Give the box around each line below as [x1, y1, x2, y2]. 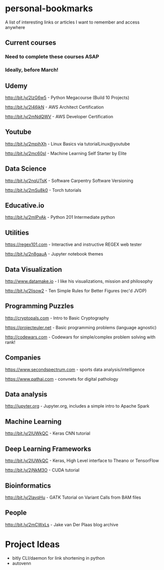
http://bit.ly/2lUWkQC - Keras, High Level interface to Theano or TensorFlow [5, 458, 159, 464]
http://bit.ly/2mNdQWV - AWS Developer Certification [5, 113, 114, 119]
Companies [5, 354, 41, 362]
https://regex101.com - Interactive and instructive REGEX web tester [5, 241, 142, 248]
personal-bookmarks [5, 3, 93, 14]
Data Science [5, 165, 47, 173]
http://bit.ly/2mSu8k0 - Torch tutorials [5, 187, 82, 193]
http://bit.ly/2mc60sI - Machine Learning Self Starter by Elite [5, 150, 127, 156]
